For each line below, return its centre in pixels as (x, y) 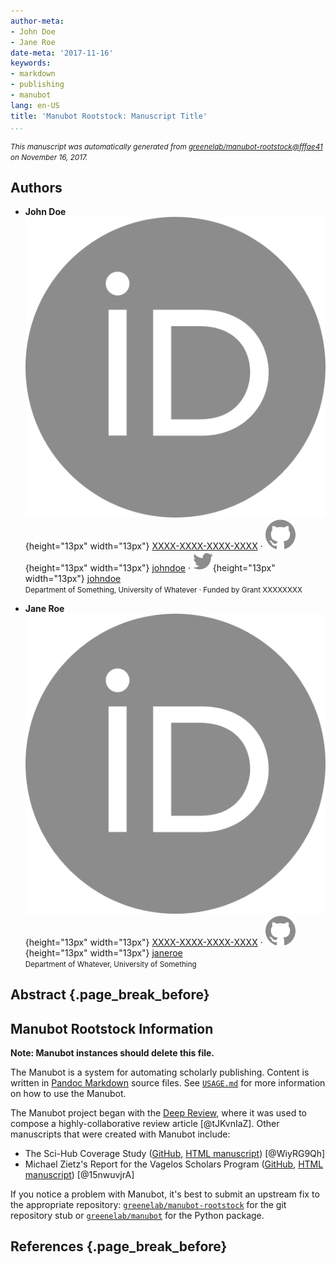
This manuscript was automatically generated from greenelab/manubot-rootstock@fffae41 (166, 146)
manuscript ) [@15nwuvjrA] (79, 1174)
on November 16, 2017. (49, 157)
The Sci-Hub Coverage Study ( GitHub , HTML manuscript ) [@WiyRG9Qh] (175, 1153)
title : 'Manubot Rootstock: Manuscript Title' (109, 116)
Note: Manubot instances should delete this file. (112, 1052)
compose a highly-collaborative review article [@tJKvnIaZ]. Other (145, 1123)
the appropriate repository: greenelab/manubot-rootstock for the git (148, 1204)
